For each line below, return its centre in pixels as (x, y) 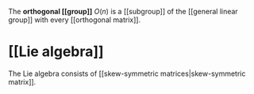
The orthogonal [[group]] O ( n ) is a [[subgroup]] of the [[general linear (123, 11)
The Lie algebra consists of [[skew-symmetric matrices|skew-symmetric (127, 73)
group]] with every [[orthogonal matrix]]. (75, 20)
